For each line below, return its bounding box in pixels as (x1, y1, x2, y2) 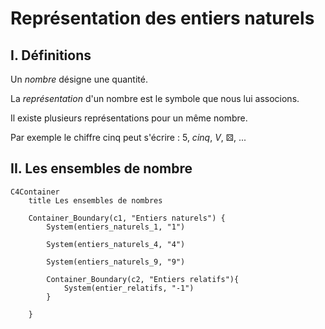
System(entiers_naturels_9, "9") (46, 257, 186, 267)
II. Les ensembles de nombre (10, 160, 193, 177)
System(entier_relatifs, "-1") (63, 283, 195, 293)
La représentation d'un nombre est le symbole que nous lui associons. (10, 93, 300, 104)
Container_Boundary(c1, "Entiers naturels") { (28, 213, 226, 223)
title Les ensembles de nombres (28, 195, 163, 206)
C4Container (10, 187, 60, 197)
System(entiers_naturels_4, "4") (46, 239, 186, 249)
